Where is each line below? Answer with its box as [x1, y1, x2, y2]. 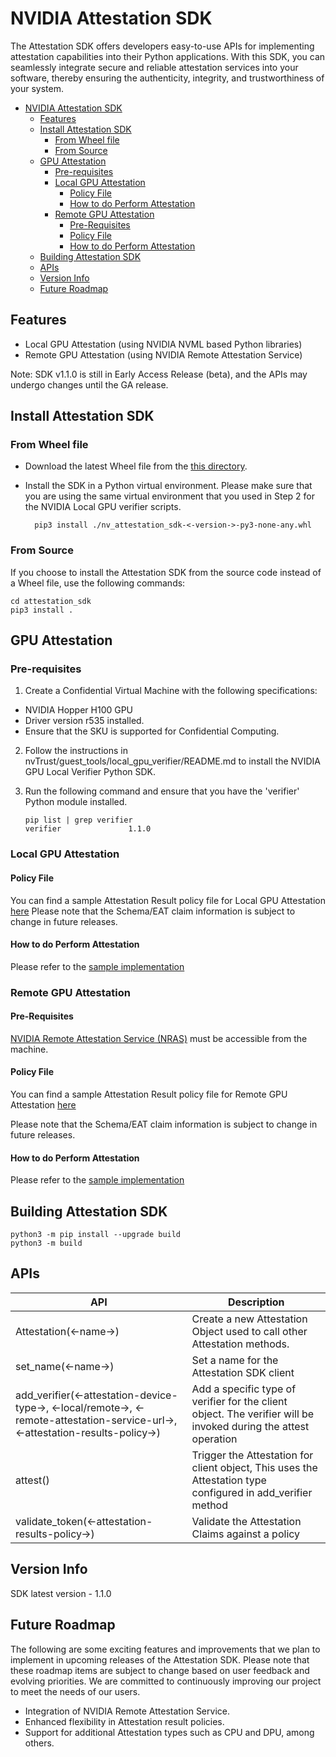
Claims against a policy [191, 1527, 301, 1541]
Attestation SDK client [191, 1365, 295, 1379]
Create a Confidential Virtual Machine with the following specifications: [24, 685, 318, 697]
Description [228, 1295, 285, 1309]
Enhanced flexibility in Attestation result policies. [24, 1715, 225, 1727]
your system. [10, 82, 65, 94]
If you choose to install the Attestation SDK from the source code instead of [10, 566, 322, 578]
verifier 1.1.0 [24, 824, 152, 834]
